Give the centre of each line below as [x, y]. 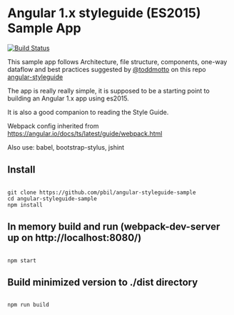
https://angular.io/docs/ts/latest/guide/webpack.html [85, 133]
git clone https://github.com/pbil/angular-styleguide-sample [102, 192]
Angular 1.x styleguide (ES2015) [104, 13]
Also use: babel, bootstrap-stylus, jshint [66, 147]
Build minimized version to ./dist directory [103, 282]
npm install [25, 205]
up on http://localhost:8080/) [75, 238]
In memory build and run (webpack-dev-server [114, 227]
